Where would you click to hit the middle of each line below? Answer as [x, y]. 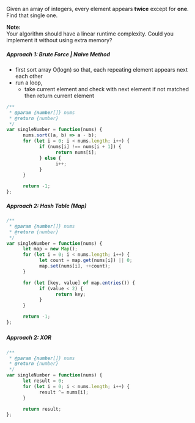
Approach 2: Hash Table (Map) [46, 206]
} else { [50, 158]
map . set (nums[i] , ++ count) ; [75, 266]
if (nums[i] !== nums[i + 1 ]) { [80, 147]
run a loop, [29, 83]
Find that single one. [32, 15]
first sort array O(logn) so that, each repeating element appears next [101, 69]
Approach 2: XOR [29, 338]
